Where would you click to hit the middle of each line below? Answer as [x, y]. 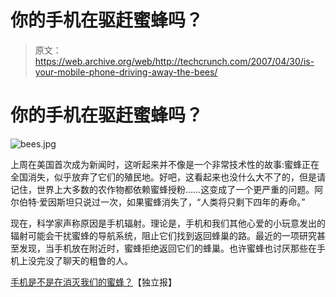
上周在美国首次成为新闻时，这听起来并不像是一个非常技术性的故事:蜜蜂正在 [165, 164]
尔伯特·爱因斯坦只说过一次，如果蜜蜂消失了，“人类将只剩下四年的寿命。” [158, 202]
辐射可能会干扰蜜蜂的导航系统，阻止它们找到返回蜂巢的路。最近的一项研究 [163, 235]
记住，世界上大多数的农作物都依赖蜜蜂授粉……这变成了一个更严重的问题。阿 [167, 189]
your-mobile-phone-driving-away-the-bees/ [126, 72]
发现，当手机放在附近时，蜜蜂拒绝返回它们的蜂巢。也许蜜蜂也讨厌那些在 [167, 248]
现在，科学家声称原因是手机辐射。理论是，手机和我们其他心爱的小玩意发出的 [168, 223]
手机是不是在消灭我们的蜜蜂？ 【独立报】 [93, 282]
